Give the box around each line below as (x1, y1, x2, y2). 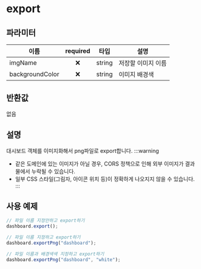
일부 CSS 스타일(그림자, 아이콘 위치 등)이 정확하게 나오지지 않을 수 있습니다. (15, 175, 196, 183)
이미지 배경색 (118, 71, 154, 79)
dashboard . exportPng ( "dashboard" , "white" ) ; (6, 256, 121, 263)
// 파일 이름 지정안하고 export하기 (6, 218, 85, 224)
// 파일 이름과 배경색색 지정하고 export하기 (6, 251, 104, 257)
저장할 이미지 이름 (118, 59, 167, 67)
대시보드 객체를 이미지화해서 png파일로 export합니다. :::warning (6, 147, 159, 154)
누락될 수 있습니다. (31, 167, 76, 175)
